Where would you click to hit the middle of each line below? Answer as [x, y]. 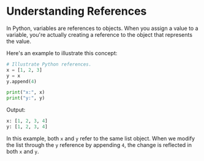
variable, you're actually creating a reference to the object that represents [100, 34]
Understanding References [77, 11]
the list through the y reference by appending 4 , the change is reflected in [99, 144]
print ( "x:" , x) [26, 92]
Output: [16, 110]
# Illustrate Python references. [49, 64]
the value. [19, 41]
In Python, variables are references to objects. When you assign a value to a [102, 28]
